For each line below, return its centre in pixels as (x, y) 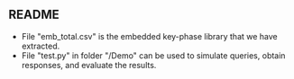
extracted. (41, 46)
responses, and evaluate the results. (89, 65)
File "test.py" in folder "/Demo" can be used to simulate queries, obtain (153, 55)
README (34, 15)
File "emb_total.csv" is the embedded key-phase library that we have (150, 36)
